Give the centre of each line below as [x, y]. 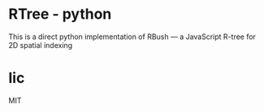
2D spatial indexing [41, 45]
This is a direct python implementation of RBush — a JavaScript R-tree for [132, 37]
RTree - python [60, 14]
